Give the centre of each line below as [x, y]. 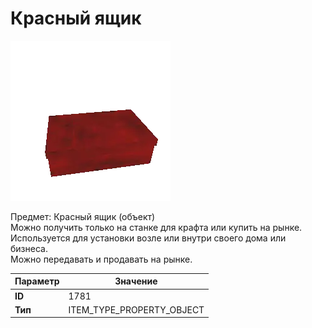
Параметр [37, 281]
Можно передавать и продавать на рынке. [101, 259]
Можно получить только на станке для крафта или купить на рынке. [156, 227]
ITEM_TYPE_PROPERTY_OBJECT [136, 309]
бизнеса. [29, 248]
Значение [136, 281]
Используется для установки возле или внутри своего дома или [148, 238]
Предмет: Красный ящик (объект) [83, 216]
